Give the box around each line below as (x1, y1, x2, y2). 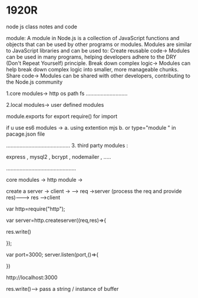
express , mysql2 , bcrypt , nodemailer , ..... (6, 153, 111, 160)
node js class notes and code (6, 23, 78, 30)
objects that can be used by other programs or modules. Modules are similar (6, 41, 192, 48)
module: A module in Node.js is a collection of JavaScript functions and (6, 34, 180, 41)
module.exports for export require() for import (6, 113, 118, 120)
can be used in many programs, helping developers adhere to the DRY (6, 53, 177, 60)
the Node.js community (6, 78, 63, 86)
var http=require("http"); (6, 205, 66, 212)
